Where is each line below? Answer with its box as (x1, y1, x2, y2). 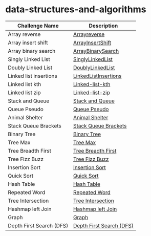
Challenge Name (17, 22, 59, 29)
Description (89, 22, 118, 29)
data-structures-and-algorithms (5, 4, 147, 15)
